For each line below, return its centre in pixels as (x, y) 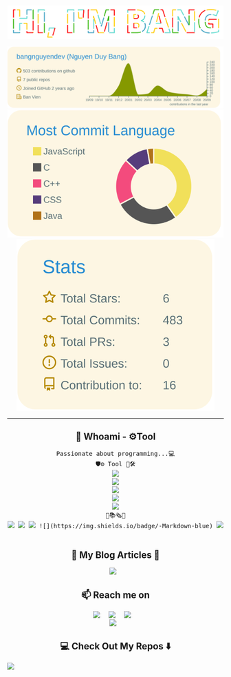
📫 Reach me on (115, 595)
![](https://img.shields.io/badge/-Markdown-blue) (126, 526)
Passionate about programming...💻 (115, 454)
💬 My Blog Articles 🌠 (115, 555)
